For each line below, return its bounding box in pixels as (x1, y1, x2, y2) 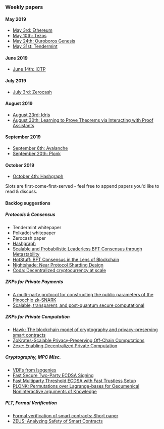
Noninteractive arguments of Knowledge (12, 388, 97, 394)
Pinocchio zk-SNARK (12, 297, 57, 303)
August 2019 (5, 100, 33, 106)
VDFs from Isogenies (12, 367, 57, 373)
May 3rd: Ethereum (12, 27, 53, 33)
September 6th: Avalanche (12, 145, 68, 151)
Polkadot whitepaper (12, 230, 56, 236)
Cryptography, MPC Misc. (5, 354, 62, 360)
